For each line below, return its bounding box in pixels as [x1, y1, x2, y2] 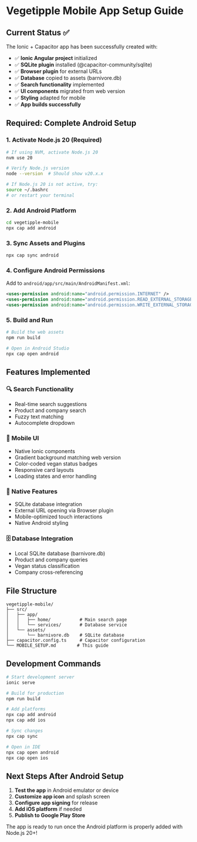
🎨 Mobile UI [6, 434, 39, 442]
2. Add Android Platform [6, 206, 76, 214]
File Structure [6, 585, 57, 595]
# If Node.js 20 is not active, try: [6, 181, 98, 188]
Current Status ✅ [6, 28, 70, 38]
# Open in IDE [6, 744, 41, 750]
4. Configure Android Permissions [6, 266, 106, 274]
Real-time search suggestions [14, 401, 87, 408]
